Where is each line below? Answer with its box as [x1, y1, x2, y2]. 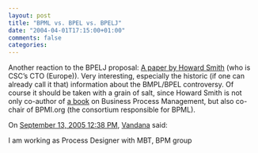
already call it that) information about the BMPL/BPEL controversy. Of [8, 80, 234, 90]
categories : [8, 41, 47, 49]
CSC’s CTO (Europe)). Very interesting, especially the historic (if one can [8, 71, 245, 81]
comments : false [8, 33, 62, 42]
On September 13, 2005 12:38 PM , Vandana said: [8, 120, 168, 130]
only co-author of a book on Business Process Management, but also [8, 97, 234, 106]
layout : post [8, 11, 51, 20]
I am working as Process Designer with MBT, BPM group [8, 136, 192, 145]
